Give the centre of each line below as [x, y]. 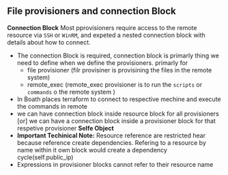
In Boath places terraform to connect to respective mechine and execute [119, 99]
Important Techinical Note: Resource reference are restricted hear [111, 135]
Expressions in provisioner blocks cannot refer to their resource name [115, 164]
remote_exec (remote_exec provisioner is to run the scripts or [115, 84]
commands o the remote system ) [71, 92]
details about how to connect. [49, 42]
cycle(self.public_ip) [45, 157]
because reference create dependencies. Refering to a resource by [112, 142]
